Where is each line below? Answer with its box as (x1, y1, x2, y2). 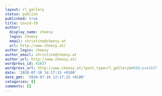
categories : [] (5, 79, 36, 84)
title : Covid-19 (5, 20, 38, 26)
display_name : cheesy (9, 30, 53, 34)
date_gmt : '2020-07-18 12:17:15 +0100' (5, 75, 86, 80)
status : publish (5, 12, 38, 16)
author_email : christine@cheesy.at (5, 52, 77, 57)
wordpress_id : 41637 (5, 61, 47, 66)
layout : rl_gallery (5, 7, 45, 12)
